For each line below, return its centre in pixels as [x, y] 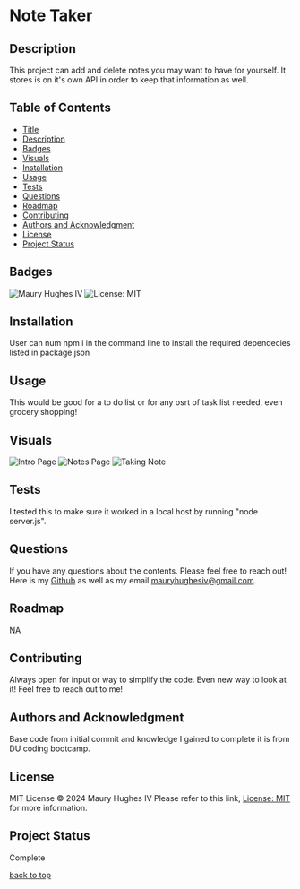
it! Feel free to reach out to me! [66, 689]
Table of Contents [60, 108]
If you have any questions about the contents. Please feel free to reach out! [148, 571]
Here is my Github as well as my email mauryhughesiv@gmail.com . [133, 580]
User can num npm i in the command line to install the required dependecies [150, 343]
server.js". [28, 521]
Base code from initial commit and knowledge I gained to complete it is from [150, 739]
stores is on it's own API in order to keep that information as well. [129, 80]
